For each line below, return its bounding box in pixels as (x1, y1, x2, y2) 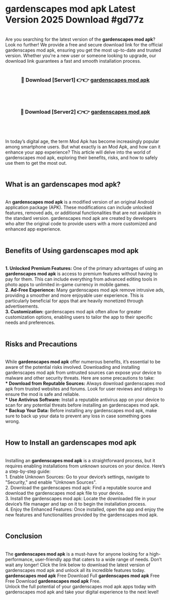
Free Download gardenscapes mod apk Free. (5, 578, 101, 584)
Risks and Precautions (5, 340, 78, 348)
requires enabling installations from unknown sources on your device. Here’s (5, 463, 165, 469)
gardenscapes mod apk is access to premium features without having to (5, 271, 158, 277)
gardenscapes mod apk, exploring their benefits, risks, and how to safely (5, 154, 158, 161)
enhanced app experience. (5, 226, 62, 232)
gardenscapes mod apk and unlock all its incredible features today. (5, 567, 146, 573)
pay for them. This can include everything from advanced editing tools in (5, 276, 157, 282)
